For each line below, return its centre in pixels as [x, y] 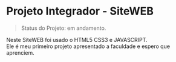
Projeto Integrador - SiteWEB [80, 11]
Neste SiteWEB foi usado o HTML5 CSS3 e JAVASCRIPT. [77, 40]
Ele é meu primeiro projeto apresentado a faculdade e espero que [88, 46]
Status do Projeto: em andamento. [64, 28]
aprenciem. [20, 52]
